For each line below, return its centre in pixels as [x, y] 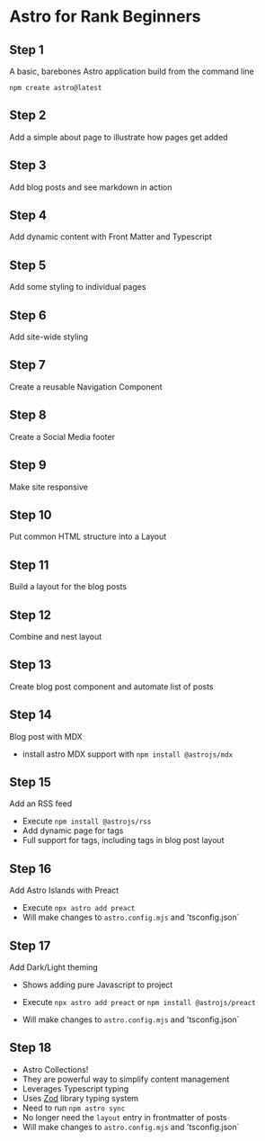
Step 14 [31, 715]
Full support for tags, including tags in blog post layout [123, 840]
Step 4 [28, 216]
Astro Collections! [55, 1069]
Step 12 [31, 615]
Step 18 [31, 1048]
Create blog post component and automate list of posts [111, 687]
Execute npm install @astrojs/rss [87, 822]
